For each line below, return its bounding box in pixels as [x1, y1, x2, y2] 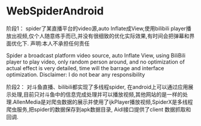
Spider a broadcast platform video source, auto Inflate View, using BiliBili [6, 52, 186, 59]
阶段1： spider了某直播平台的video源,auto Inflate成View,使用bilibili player [6, 25, 186, 32]
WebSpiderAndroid [6, 4, 104, 18]
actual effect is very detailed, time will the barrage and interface [6, 64, 164, 71]
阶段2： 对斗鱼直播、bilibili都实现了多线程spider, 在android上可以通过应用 [6, 83, 188, 91]
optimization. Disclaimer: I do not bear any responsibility [6, 71, 145, 78]
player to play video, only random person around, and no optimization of [6, 58, 185, 65]
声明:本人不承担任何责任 [29, 40, 90, 47]
